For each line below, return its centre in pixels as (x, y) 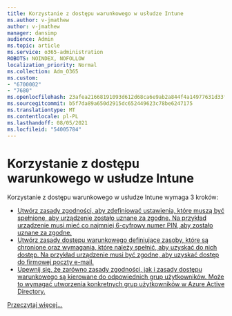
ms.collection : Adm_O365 (43, 71)
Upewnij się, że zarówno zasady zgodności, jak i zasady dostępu (109, 270)
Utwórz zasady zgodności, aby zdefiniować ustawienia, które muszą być (120, 211)
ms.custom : (23, 78)
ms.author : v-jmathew (38, 20)
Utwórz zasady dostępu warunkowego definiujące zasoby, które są (113, 240)
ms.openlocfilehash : (37, 97)
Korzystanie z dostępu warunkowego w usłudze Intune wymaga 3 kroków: (113, 197)
